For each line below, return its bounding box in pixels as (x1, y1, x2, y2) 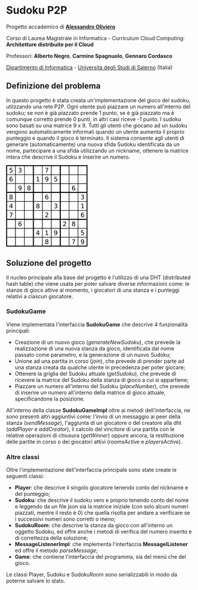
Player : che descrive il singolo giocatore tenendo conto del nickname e (14, 484, 189, 491)
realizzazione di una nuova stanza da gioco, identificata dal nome (14, 344, 174, 352)
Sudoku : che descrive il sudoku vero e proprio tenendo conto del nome (14, 496, 189, 504)
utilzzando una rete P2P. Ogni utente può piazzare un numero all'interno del (6, 103, 191, 110)
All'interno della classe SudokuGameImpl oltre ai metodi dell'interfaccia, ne (6, 407, 190, 414)
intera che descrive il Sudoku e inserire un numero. (6, 153, 131, 160)
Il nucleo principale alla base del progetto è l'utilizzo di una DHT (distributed (6, 273, 191, 281)
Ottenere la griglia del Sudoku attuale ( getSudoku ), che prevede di (14, 370, 176, 377)
